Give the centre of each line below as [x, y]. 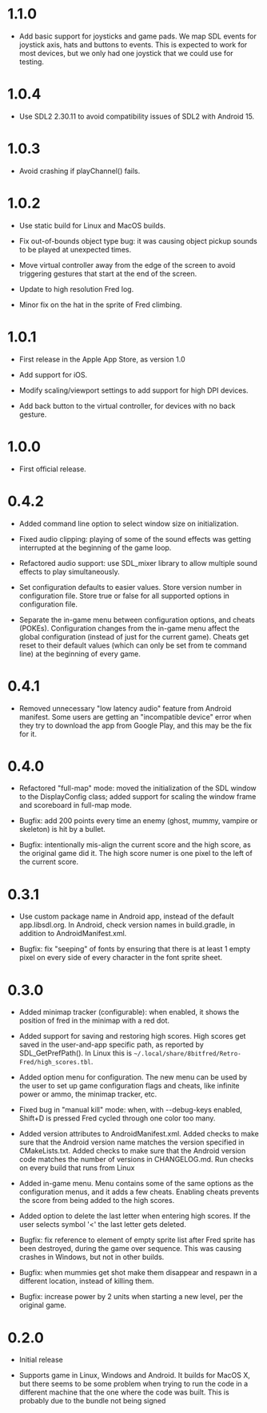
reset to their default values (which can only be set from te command [133, 645]
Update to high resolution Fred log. [76, 289]
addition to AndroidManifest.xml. [73, 934]
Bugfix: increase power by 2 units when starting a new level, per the [131, 1297]
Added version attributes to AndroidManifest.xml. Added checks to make [139, 1134]
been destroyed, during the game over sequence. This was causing [130, 1249]
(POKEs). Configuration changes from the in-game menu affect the [129, 628]
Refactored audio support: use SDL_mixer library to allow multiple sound [138, 563]
